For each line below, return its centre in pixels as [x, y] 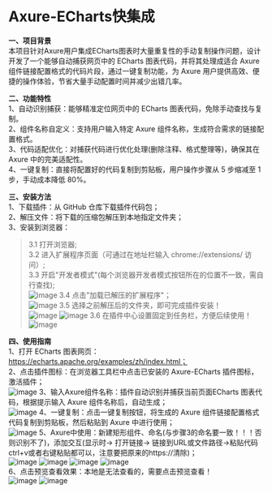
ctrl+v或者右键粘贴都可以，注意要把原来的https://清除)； [103, 452]
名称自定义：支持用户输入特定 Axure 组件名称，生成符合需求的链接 [145, 129]
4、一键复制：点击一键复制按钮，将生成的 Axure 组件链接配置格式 [149, 412]
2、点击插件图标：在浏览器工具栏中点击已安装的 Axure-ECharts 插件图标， [133, 371]
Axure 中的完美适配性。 [48, 159]
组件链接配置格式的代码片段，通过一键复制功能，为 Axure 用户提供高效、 [131, 71]
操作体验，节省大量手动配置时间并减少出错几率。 [104, 81]
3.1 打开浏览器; [52, 244]
